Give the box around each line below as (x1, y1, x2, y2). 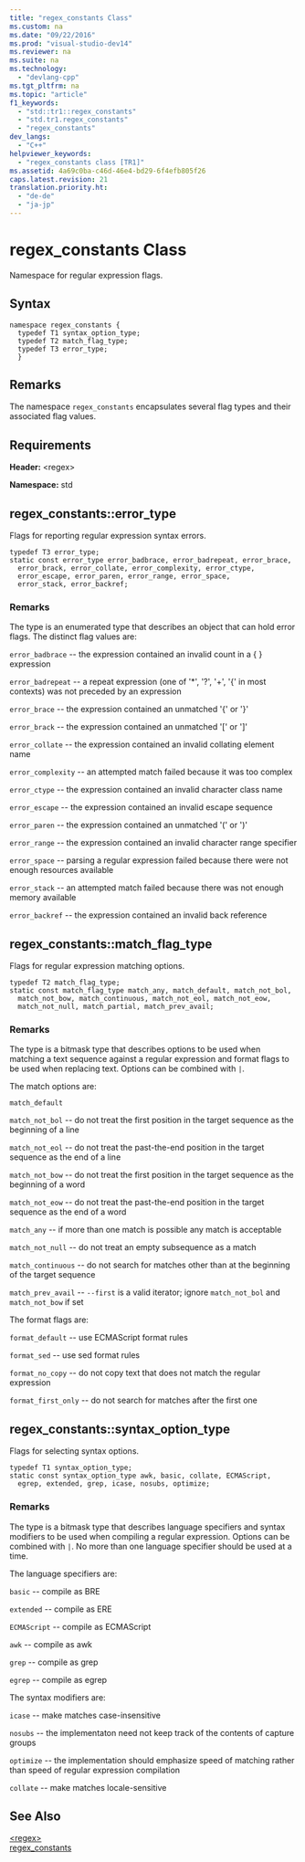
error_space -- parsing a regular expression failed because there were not (9, 855, 289, 866)
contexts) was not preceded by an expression (9, 686, 183, 697)
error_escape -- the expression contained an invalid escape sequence (9, 802, 273, 813)
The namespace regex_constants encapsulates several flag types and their (9, 401, 291, 412)
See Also (9, 1808, 61, 1824)
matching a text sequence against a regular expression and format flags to (9, 1054, 289, 1065)
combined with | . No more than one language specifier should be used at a (9, 1541, 292, 1552)
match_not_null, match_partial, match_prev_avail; (17, 1002, 215, 1012)
